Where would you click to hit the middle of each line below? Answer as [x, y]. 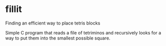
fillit [13, 9]
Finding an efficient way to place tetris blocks [53, 23]
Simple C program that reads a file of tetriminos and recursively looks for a [83, 32]
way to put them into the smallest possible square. [58, 38]
